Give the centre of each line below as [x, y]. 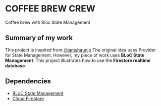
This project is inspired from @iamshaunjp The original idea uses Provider [80, 50]
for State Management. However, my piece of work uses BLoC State [75, 55]
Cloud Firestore [28, 98]
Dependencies [28, 81]
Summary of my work [39, 38]
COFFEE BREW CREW [50, 9]
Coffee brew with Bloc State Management [48, 22]
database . [16, 65]
